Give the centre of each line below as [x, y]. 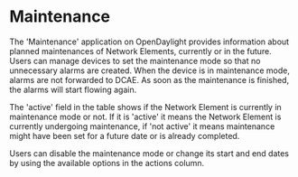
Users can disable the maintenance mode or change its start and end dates [149, 153]
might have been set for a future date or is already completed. [125, 135]
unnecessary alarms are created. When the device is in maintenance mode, [150, 70]
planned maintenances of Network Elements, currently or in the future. [141, 51]
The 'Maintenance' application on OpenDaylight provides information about [149, 42]
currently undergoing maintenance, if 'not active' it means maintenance [142, 126]
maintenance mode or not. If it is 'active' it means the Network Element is [145, 116]
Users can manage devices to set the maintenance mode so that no [135, 61]
